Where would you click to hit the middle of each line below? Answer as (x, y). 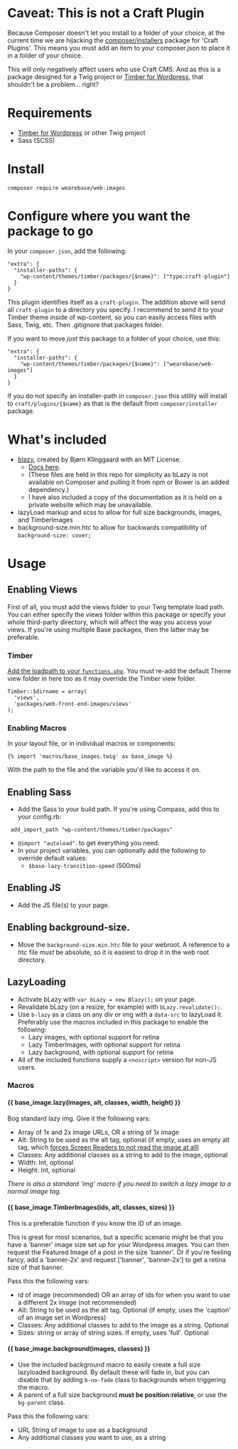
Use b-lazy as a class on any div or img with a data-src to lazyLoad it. (120, 1014)
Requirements (50, 113)
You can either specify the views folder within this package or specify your (117, 614)
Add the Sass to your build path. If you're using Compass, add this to (118, 809)
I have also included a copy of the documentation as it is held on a (125, 497)
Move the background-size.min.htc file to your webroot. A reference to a (124, 944)
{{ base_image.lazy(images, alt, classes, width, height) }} (94, 1103)
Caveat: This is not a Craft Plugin (106, 13)
